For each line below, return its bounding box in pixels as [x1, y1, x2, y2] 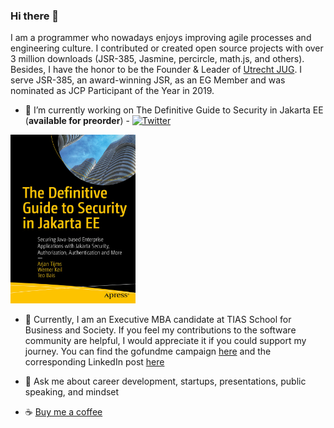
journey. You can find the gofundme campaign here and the [24, 345, 272, 358]
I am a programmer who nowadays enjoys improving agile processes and [10, 32, 312, 44]
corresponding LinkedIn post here [24, 356, 165, 368]
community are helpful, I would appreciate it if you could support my [24, 335, 307, 347]
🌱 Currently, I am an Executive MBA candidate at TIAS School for [24, 314, 292, 326]
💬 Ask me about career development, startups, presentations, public [24, 375, 307, 388]
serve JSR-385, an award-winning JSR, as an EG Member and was [10, 74, 286, 86]
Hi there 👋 [10, 9, 60, 23]
